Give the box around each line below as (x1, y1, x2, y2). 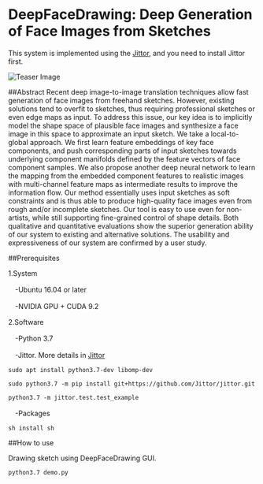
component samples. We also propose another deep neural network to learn (8, 162, 256, 172)
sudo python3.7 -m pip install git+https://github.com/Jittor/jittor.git (8, 380, 256, 388)
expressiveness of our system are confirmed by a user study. (8, 238, 207, 248)
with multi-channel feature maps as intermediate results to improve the (8, 179, 239, 188)
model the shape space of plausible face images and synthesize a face (8, 121, 239, 130)
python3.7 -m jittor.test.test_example (8, 393, 139, 401)
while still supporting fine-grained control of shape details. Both (31, 213, 239, 222)
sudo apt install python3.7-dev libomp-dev (8, 366, 154, 374)
